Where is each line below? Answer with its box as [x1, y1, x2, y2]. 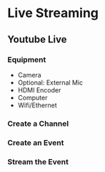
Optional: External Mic [17, 78, 84, 87]
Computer [17, 93, 48, 102]
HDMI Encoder [17, 85, 61, 94]
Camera [17, 70, 41, 79]
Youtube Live [7, 33, 67, 45]
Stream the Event [7, 156, 69, 166]
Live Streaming [7, 5, 99, 21]
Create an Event [7, 137, 64, 147]
